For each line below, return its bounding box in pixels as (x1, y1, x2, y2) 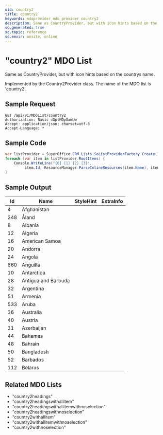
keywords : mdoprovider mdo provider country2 (5, 16, 98, 21)
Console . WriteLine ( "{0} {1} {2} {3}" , (14, 161, 92, 166)
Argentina (21, 285, 45, 292)
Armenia (21, 293, 41, 300)
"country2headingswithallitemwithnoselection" (12, 404, 106, 410)
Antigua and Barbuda (21, 277, 70, 284)
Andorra (21, 245, 41, 252)
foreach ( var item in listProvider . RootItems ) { (5, 156, 105, 161)
